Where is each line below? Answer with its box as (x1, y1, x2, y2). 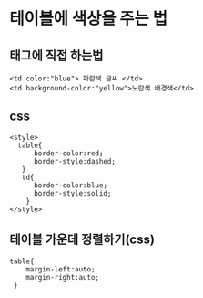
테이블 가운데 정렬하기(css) (9, 232, 155, 248)
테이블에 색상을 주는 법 (9, 8, 168, 29)
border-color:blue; (33, 180, 107, 190)
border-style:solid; (33, 188, 112, 197)
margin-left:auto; (25, 264, 96, 274)
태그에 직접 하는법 (9, 48, 104, 63)
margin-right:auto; (25, 272, 100, 282)
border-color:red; (33, 148, 104, 158)
